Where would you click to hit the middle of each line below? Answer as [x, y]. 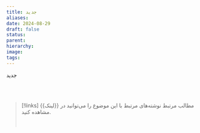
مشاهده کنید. [36, 112]
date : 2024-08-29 [28, 23]
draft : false [23, 29]
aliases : [17, 18]
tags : [13, 58]
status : [16, 35]
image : [15, 52]
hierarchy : [20, 47]
